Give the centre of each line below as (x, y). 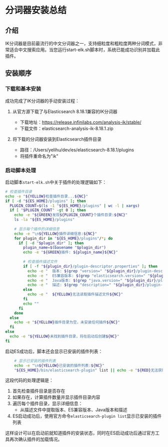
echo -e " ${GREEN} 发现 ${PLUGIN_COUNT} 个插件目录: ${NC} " (71, 215)
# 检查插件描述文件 (40, 262)
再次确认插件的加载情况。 (36, 439)
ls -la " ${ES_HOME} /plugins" (44, 220)
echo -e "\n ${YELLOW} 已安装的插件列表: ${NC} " (59, 365)
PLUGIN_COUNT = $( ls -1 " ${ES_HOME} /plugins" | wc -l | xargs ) (75, 206)
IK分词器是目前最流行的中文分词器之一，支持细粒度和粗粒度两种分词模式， (82, 43)
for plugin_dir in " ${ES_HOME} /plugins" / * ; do (63, 238)
